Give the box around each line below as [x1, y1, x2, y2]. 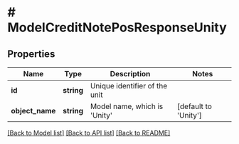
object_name [11, 106, 56, 115]
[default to [176, 101, 212, 111]
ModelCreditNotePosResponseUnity [7, 19, 228, 36]
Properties [7, 48, 55, 60]
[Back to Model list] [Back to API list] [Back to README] [7, 129, 171, 137]
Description [110, 69, 151, 78]
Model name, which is [90, 101, 164, 111]
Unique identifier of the [90, 81, 168, 91]
